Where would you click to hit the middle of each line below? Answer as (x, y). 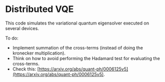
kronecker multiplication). (39, 53)
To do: (12, 38)
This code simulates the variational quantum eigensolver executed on (77, 23)
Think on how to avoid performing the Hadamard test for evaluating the (86, 58)
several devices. (22, 28)
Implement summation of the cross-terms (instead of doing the (78, 47)
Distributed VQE (39, 9)
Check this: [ (26, 69)
